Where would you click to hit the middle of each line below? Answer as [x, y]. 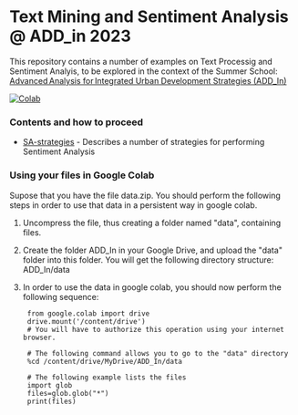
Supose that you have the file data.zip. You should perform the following [145, 195]
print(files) [51, 401]
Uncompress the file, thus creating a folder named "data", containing [152, 223]
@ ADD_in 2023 [70, 36]
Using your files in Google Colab [82, 175]
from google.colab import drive [88, 313]
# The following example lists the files [107, 377]
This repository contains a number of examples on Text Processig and [141, 61]
